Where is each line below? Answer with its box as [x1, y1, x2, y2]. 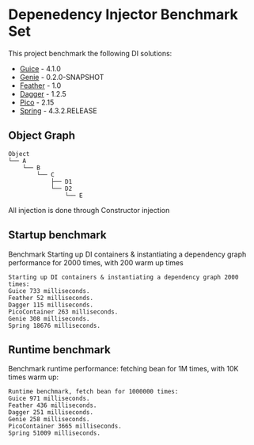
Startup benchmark [8, 228, 107, 242]
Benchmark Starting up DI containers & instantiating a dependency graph [8, 249, 247, 259]
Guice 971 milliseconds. [8, 394, 90, 403]
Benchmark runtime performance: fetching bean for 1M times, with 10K [8, 364, 239, 374]
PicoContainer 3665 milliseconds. [8, 422, 123, 431]
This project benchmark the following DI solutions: [8, 48, 172, 58]
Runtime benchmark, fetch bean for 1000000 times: [8, 388, 179, 396]
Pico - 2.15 [19, 97, 55, 107]
